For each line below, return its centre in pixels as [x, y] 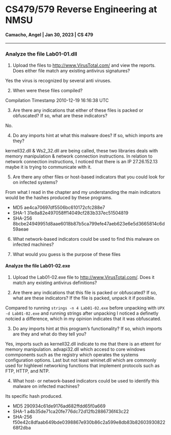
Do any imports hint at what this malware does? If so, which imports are [88, 135]
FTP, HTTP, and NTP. [27, 371]
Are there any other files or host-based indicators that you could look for [89, 176]
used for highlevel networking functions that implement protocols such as [82, 365]
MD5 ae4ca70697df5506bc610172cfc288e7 [59, 207]
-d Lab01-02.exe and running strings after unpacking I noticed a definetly [82, 313]
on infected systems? [35, 182]
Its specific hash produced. [34, 396]
